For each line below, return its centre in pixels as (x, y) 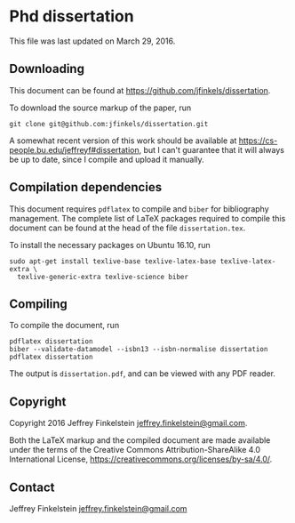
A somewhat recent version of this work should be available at (123, 141)
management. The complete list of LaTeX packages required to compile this (147, 218)
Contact (32, 487)
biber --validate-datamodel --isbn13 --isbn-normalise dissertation (139, 350)
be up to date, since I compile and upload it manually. (107, 159)
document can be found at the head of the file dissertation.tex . (128, 228)
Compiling (39, 304)
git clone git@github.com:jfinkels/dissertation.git (109, 124)
